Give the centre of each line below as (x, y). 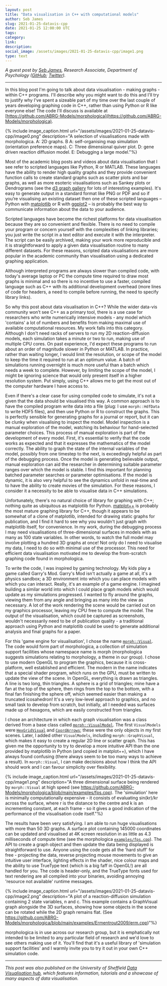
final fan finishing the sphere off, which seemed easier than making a (76, 694)
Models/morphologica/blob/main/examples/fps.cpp (58, 793)
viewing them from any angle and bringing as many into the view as (74, 600)
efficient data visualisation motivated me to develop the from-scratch (76, 553)
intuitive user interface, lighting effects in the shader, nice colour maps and (82, 860)
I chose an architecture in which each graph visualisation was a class (76, 719)
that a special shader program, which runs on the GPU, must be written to (81, 673)
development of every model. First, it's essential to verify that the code (78, 438)
